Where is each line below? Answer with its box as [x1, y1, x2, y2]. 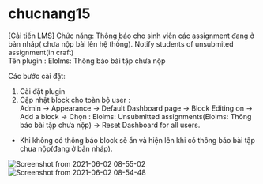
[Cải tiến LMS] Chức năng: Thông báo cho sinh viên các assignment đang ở [8, 31, 255, 40]
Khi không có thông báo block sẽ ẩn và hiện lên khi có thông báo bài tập [19, 135, 255, 145]
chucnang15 [8, 5, 91, 23]
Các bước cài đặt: [8, 71, 66, 81]
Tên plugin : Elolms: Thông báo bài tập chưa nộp [8, 56, 166, 66]
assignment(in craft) [8, 47, 74, 57]
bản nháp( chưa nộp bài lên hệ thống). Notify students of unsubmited [8, 39, 235, 48]
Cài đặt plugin [19, 86, 66, 96]
